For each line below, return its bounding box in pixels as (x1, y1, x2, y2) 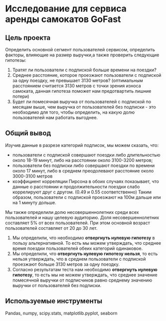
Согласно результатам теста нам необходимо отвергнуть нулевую (12, 266, 158, 272)
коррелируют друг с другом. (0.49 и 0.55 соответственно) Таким (12, 189, 152, 195)
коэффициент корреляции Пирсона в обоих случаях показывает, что (12, 178, 160, 184)
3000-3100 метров (12, 173, 53, 179)
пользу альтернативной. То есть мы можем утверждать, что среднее (12, 240, 161, 246)
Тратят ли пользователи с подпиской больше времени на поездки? (12, 67, 157, 73)
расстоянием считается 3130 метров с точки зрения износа (12, 83, 141, 89)
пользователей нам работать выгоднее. (12, 115, 98, 120)
